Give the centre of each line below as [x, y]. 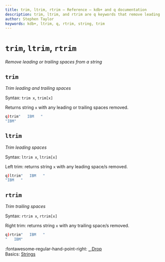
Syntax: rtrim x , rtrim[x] [31, 216]
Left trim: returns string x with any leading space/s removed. [66, 166]
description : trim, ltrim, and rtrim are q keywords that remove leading [83, 14]
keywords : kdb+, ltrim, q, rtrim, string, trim [55, 24]
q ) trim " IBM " [24, 117]
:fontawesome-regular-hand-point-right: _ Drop [54, 249]
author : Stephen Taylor [30, 19]
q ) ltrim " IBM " [25, 176]
